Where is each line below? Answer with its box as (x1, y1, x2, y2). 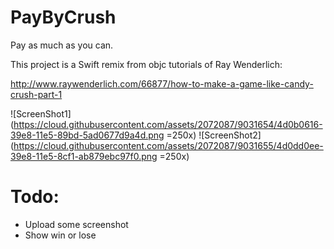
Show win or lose (24, 229, 97, 241)
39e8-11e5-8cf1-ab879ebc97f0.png (10, 150, 158, 162)
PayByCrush (10, 6, 117, 29)
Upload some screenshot (24, 218, 129, 230)
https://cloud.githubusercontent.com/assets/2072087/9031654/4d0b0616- (13, 118, 323, 130)
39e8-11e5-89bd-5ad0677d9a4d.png (10, 129, 165, 141)
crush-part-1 (10, 88, 63, 100)
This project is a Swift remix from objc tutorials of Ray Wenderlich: (10, 58, 283, 70)
